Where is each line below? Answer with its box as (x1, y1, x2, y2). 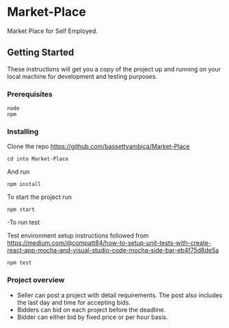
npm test (7, 259, 32, 266)
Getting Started (7, 47, 75, 58)
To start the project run (7, 193, 72, 201)
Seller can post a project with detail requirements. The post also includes (16, 291, 223, 299)
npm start (7, 207, 36, 213)
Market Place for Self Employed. (7, 27, 98, 35)
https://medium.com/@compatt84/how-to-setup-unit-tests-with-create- (7, 239, 212, 247)
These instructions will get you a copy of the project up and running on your (7, 65, 221, 73)
